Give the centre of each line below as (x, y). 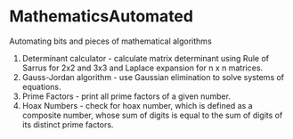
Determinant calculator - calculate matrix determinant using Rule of (146, 58)
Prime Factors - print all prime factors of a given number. (126, 96)
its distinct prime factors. (68, 124)
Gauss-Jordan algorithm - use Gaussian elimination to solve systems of (153, 77)
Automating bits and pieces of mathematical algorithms (110, 41)
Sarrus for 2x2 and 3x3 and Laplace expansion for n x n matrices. (142, 68)
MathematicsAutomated (102, 16)
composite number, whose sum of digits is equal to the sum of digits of (152, 115)
